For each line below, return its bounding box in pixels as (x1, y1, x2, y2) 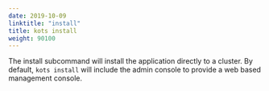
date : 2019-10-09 (8, 11, 67, 20)
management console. (8, 73, 83, 83)
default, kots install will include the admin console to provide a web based (8, 65, 262, 75)
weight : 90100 (8, 34, 56, 43)
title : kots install (8, 27, 78, 35)
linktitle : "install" (8, 19, 81, 27)
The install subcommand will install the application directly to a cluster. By (8, 56, 254, 66)
